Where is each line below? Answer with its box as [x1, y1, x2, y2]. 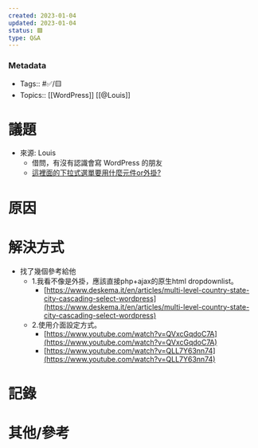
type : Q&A [8, 33, 41, 42]
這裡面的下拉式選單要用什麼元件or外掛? [31, 168, 162, 177]
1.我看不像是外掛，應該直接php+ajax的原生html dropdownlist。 [31, 276, 238, 286]
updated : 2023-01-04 [8, 19, 77, 27]
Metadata [8, 60, 46, 72]
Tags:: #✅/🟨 [19, 79, 62, 88]
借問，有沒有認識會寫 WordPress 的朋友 [31, 158, 163, 168]
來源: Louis [19, 148, 57, 158]
